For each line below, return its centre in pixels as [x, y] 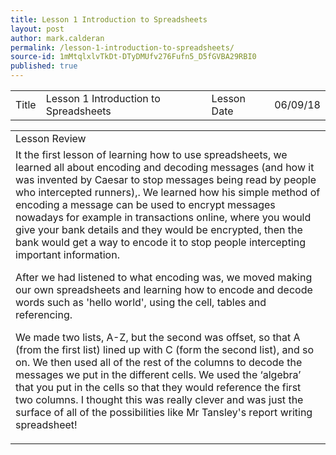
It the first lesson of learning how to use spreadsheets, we [151, 154]
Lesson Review [51, 138]
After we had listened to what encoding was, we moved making [164, 277]
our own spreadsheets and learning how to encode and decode [164, 289]
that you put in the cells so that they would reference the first [158, 387]
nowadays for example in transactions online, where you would [163, 217]
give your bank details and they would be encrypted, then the [159, 229]
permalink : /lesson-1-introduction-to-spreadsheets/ [122, 47]
